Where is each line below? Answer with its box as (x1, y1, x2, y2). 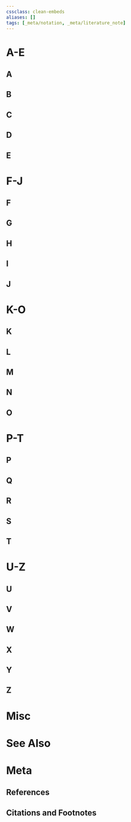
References (6, 787, 50, 798)
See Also (6, 736, 51, 750)
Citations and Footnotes (6, 808, 97, 818)
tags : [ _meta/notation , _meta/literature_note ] (6, 20, 126, 26)
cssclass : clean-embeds (6, 8, 65, 15)
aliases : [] (6, 14, 36, 20)
